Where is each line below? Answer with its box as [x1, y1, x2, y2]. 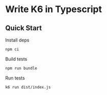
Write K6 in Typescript [5, 4, 102, 15]
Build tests [5, 56, 27, 62]
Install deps [5, 37, 29, 43]
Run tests [5, 75, 25, 81]
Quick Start [5, 24, 42, 32]
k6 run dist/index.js [5, 84, 51, 89]
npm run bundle [5, 66, 38, 71]
